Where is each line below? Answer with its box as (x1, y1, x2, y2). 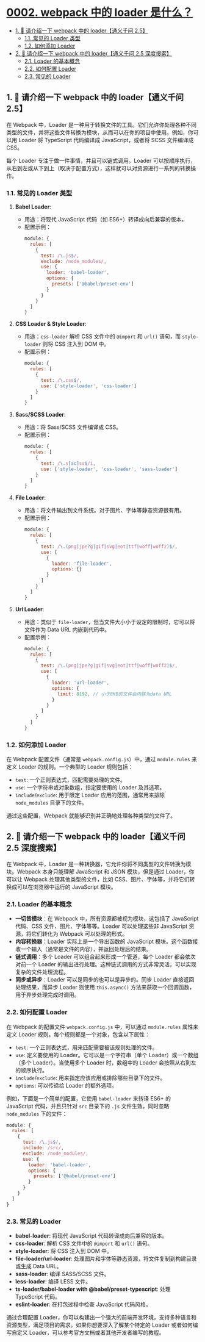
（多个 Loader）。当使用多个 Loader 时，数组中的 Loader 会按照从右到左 (15, 1059, 196, 1066)
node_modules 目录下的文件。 (15, 799, 87, 806)
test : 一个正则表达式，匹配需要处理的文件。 (15, 776, 126, 784)
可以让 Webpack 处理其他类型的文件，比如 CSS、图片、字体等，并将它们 (6, 875, 190, 883)
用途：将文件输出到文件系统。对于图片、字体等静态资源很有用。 (24, 507, 185, 514)
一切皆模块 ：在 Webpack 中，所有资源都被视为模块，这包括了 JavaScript (15, 915, 199, 922)
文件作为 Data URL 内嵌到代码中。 (24, 626, 110, 633)
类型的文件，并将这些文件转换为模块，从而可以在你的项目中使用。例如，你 (6, 129, 193, 136)
